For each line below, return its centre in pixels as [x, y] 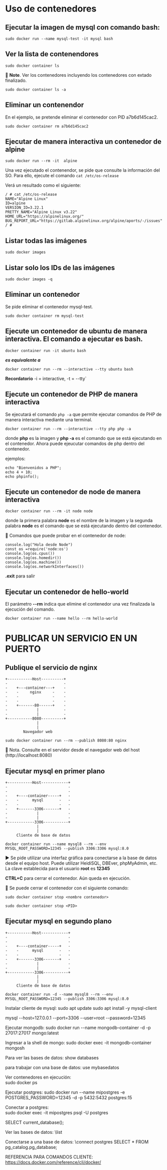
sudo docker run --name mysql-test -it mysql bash [59, 39]
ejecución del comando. [30, 609]
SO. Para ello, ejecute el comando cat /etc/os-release [62, 176]
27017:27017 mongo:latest [32, 1033]
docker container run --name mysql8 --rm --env [56, 844]
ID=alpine [16, 203]
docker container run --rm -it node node [49, 511]
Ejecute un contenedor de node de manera [73, 492]
